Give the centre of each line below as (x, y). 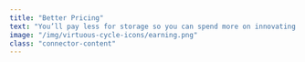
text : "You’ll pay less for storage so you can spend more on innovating (153, 26)
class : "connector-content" (63, 43)
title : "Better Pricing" (57, 18)
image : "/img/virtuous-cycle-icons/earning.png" (104, 35)
